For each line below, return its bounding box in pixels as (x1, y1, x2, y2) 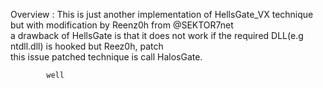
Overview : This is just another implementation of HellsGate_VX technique (10, 9, 314, 20)
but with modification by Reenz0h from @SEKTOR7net (10, 19, 234, 31)
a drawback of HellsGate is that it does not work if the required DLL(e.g (10, 30, 304, 41)
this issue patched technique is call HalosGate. (10, 51, 203, 63)
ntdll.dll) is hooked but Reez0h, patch (10, 40, 164, 52)
